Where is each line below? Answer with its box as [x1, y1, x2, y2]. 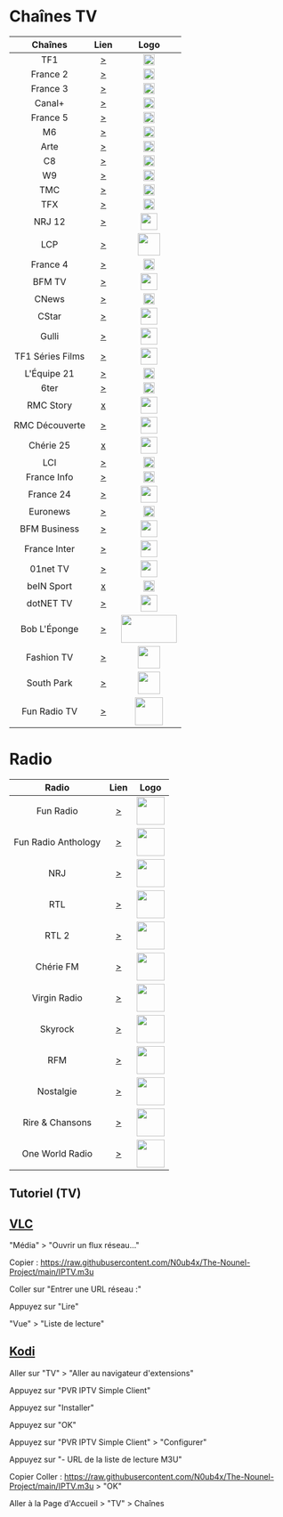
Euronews [28, 505, 71, 517]
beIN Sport [26, 580, 73, 592]
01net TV [29, 563, 69, 575]
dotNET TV [26, 596, 73, 609]
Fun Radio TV [21, 705, 78, 718]
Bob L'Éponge [20, 622, 79, 635]
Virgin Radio [31, 991, 83, 1003]
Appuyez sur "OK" [9, 1419, 77, 1430]
